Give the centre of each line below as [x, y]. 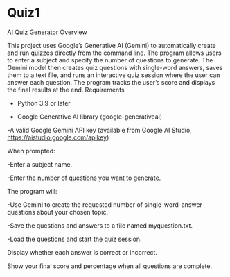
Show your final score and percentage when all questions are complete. [110, 266]
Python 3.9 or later [44, 103]
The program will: [32, 191]
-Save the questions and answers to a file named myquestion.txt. [100, 225]
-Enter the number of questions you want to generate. [84, 178]
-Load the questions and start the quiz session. [74, 239]
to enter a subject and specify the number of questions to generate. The [110, 60]
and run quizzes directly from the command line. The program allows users [114, 53]
